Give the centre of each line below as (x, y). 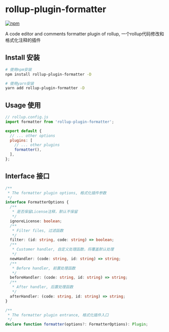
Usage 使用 (23, 105)
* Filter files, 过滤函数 (38, 231)
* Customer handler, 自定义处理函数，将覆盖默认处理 (63, 250)
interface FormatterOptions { (37, 202)
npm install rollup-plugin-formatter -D (49, 74)
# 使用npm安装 (18, 69)
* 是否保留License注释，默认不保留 (45, 212)
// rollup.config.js (27, 117)
